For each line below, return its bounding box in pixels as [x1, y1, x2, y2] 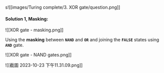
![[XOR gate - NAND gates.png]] [5, 52, 72, 58]
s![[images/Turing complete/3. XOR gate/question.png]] [5, 5, 120, 10]
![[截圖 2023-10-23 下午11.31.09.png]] [5, 62, 83, 68]
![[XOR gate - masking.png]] [5, 27, 64, 33]
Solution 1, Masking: [5, 16, 49, 22]
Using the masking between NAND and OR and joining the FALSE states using [5, 37, 159, 43]
